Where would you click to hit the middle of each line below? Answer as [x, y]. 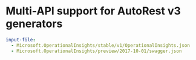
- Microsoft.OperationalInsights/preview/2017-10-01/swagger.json [96, 51]
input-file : [21, 40]
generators [34, 24]
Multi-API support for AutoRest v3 [93, 11]
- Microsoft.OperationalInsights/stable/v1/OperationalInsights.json [100, 45]
